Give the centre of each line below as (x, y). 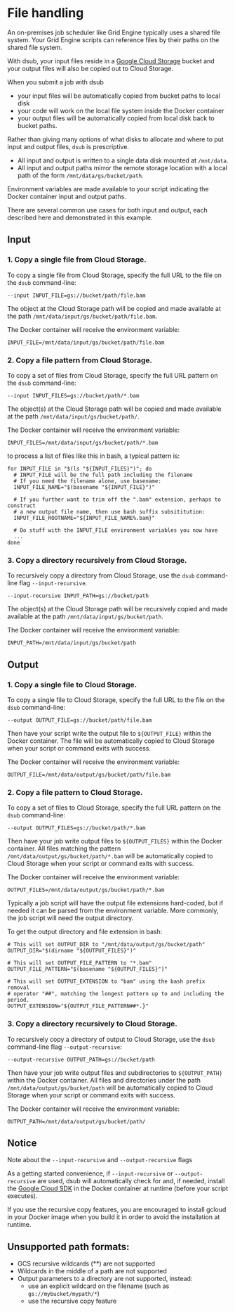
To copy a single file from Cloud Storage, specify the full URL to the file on (115, 275)
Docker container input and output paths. (67, 196)
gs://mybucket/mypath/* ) (64, 1294)
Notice (22, 1143)
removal (19, 988)
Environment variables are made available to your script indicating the (108, 189)
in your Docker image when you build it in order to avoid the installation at (114, 1217)
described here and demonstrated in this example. (80, 217)
